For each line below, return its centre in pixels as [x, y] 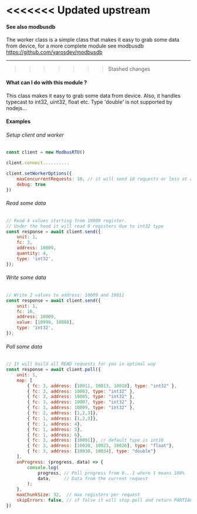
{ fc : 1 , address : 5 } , [55, 429]
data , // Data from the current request [93, 478]
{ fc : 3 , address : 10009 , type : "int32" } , [81, 408]
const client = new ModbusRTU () [45, 152]
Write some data [26, 278]
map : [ [25, 380]
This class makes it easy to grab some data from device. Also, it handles [93, 96]
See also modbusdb [31, 26]
